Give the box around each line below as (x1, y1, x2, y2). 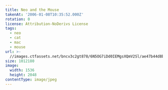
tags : (5, 26, 16, 31)
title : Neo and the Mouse (5, 7, 59, 12)
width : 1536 (9, 68, 35, 73)
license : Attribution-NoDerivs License (5, 21, 88, 26)
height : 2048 (9, 72, 37, 77)
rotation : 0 (5, 16, 30, 21)
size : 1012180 (5, 58, 35, 63)
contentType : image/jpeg (5, 77, 57, 82)
